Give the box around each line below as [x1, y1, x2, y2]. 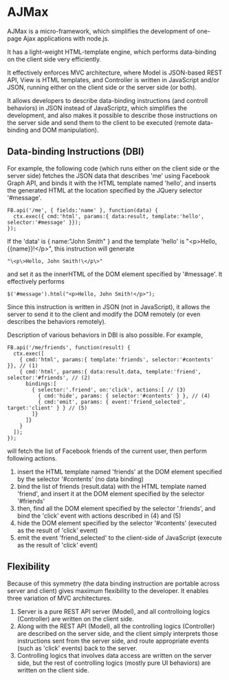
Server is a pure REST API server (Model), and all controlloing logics [17, 607, 210, 615]
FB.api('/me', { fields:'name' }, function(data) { [7, 206, 158, 214]
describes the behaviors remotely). [7, 317, 107, 325]
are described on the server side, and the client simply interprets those [17, 629, 219, 637]
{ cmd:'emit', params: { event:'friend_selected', [37, 398, 186, 405]
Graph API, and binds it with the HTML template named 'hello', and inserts [7, 179, 217, 187]
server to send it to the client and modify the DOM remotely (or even [7, 310, 201, 318]
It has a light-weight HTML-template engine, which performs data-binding [7, 48, 217, 56]
